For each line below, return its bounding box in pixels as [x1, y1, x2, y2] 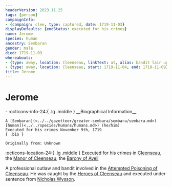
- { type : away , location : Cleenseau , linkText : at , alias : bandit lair [5, 60, 162, 65]
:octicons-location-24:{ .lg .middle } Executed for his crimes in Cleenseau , [5, 150, 162, 156]
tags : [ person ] [5, 12, 38, 17]
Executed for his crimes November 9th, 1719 [5, 127, 102, 132]
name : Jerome [5, 31, 33, 36]
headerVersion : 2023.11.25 [5, 7, 63, 13]
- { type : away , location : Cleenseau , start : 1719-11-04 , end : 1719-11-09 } [5, 65, 168, 70]
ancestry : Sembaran [5, 41, 47, 46]
